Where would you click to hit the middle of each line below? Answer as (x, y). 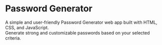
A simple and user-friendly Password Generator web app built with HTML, (81, 22)
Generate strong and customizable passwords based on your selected (77, 33)
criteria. (13, 38)
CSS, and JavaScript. (27, 27)
